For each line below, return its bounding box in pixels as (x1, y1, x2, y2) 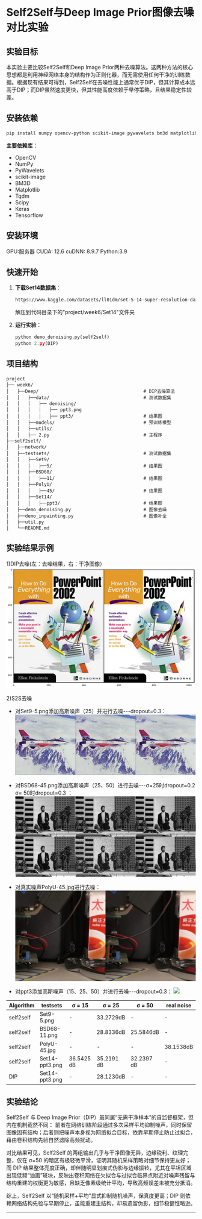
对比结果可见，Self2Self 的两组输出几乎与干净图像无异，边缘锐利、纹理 (6, 1149, 183, 1156)
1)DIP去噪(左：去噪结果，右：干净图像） (6, 560, 105, 567)
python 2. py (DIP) (14, 341, 59, 347)
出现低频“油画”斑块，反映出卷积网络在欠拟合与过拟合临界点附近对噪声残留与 (6, 1172, 195, 1179)
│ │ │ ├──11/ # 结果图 (6, 475, 163, 481)
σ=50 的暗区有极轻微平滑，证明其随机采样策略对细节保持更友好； (28, 1157, 191, 1164)
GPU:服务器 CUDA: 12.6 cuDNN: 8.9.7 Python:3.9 (6, 248, 127, 255)
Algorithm (8, 1001, 35, 1009)
